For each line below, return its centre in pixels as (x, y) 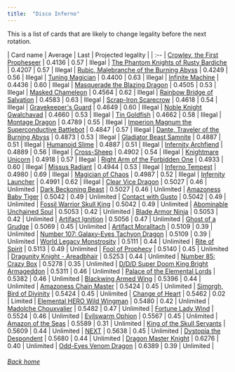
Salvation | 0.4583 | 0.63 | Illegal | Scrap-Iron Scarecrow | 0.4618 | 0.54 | (113, 100)
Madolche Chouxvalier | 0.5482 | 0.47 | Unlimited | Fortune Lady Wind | (110, 308)
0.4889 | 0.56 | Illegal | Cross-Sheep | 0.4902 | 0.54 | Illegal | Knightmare (113, 152)
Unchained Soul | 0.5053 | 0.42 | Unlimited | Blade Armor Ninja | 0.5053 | (113, 211)
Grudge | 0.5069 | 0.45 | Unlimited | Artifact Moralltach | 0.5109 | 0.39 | (110, 226)
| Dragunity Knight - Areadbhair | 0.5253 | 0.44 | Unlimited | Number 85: (111, 256)
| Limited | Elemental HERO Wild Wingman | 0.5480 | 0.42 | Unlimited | (109, 301)
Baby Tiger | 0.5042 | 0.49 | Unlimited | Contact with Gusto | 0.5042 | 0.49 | (117, 197)
